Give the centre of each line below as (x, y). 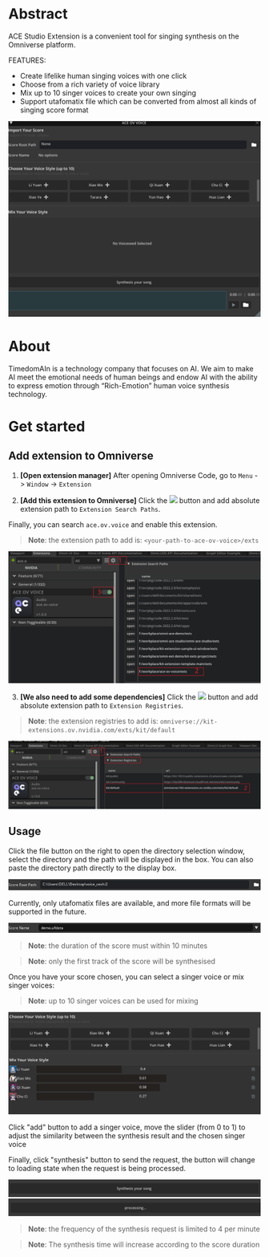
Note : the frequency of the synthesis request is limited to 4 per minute (144, 1229)
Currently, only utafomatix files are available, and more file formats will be (130, 903)
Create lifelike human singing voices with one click (103, 75)
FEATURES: (27, 60)
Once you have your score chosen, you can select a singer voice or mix (126, 977)
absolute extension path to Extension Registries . (102, 706)
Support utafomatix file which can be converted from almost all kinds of (138, 101)
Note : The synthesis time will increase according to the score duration (144, 1245)
